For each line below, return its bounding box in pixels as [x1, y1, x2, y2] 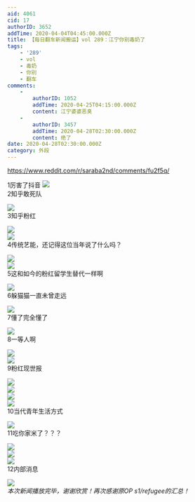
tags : [7, 43, 23, 50]
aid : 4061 [7, 10, 36, 18]
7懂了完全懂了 [7, 313, 48, 321]
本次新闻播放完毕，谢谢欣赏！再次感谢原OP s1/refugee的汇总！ [7, 487, 190, 495]
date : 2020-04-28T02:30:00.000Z [7, 141, 102, 148]
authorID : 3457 [32, 121, 77, 128]
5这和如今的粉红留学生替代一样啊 [7, 269, 104, 278]
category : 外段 [7, 147, 50, 154]
